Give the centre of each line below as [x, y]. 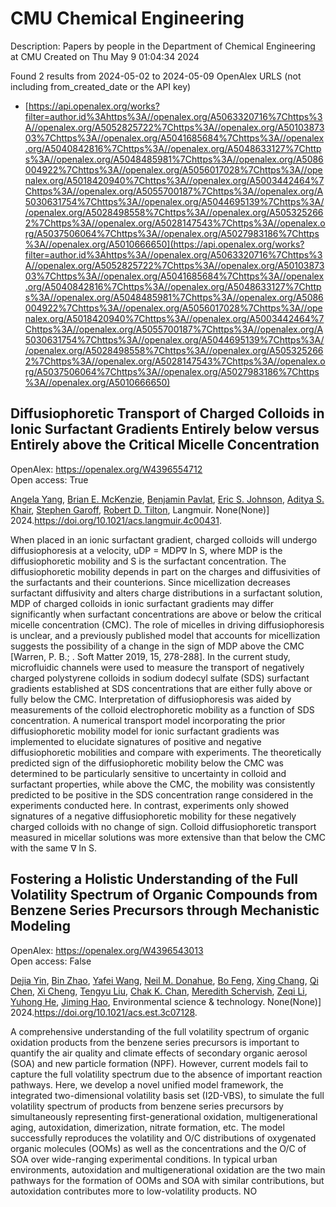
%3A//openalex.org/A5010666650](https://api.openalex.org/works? [164, 244]
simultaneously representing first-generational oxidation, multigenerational [164, 1116]
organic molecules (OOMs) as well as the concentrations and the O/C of [158, 1148]
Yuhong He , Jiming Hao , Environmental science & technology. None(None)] [166, 1001]
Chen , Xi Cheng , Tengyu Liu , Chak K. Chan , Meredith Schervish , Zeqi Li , [159, 991]
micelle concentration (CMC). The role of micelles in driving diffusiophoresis [167, 624]
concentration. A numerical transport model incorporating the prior [148, 720]
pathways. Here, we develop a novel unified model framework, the [147, 1084]
